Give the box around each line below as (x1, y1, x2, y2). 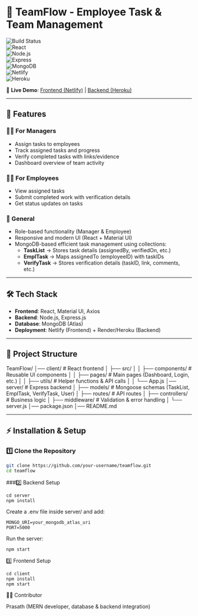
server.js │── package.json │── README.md (6, 402, 117, 409)
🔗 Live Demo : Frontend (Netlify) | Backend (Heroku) (6, 86, 132, 93)
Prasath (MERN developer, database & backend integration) (6, 603, 151, 610)
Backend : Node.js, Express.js (14, 314, 87, 321)
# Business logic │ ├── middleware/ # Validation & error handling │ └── (6, 396, 183, 403)
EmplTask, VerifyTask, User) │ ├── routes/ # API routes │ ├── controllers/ (6, 390, 188, 397)
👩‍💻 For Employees (6, 174, 59, 182)
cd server (6, 493, 31, 498)
